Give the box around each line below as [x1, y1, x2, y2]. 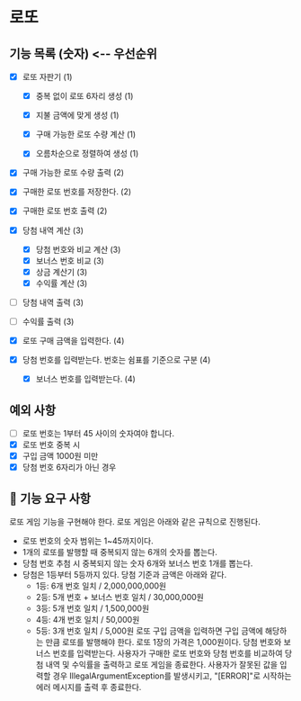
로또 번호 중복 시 [22, 439, 81, 450]
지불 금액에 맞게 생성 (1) [35, 110, 120, 121]
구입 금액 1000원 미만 [22, 451, 99, 462]
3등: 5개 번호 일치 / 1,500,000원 [35, 603, 150, 614]
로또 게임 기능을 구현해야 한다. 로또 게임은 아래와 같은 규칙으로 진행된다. [9, 517, 261, 526]
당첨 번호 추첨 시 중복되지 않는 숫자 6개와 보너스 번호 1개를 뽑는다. [22, 558, 253, 569]
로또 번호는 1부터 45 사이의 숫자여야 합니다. [22, 427, 175, 438]
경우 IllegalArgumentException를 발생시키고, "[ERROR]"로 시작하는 [52, 670, 292, 681]
